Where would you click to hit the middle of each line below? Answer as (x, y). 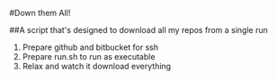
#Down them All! (40, 13)
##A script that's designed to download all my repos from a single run (138, 30)
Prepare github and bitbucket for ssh (90, 47)
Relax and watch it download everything (97, 66)
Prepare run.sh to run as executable (89, 56)
